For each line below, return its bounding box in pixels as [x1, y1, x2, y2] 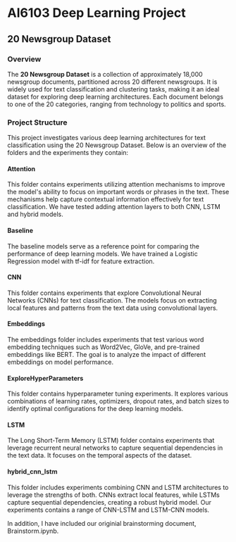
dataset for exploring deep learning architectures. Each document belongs [7, 92, 224, 101]
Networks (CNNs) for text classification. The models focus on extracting [7, 296, 217, 304]
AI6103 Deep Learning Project [7, 5, 186, 21]
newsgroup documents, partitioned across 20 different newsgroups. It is [7, 77, 218, 86]
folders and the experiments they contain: [7, 149, 129, 157]
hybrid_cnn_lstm [7, 467, 58, 476]
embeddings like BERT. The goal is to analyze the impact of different [7, 350, 206, 358]
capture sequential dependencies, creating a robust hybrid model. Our [7, 498, 212, 506]
